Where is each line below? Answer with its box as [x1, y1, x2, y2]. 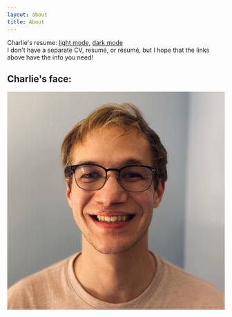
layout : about [7, 11, 48, 18]
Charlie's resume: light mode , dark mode [7, 38, 123, 46]
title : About [7, 18, 45, 26]
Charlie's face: [7, 73, 72, 84]
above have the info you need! [7, 53, 94, 62]
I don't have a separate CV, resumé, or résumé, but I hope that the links [7, 46, 210, 54]
